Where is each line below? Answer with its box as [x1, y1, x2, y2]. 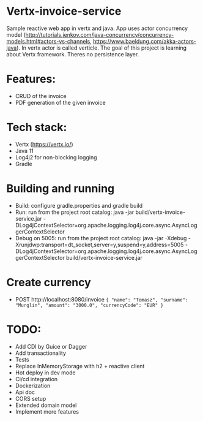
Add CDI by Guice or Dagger [15, 343, 87, 350]
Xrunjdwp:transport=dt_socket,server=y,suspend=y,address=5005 [15, 241, 184, 248]
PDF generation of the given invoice [15, 99, 106, 106]
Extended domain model [15, 401, 77, 409]
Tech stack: [6, 121, 67, 134]
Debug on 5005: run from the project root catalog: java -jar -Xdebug [15, 234, 187, 241]
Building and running [6, 182, 115, 195]
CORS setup [15, 395, 46, 402]
